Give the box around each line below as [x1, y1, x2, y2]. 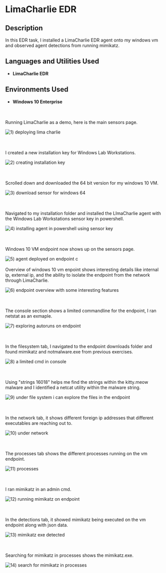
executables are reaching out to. [5, 420, 73, 426]
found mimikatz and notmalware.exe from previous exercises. [5, 348, 133, 355]
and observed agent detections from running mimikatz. [5, 42, 120, 49]
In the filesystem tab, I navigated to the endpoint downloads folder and [5, 343, 152, 349]
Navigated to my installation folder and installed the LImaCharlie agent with [5, 210, 161, 216]
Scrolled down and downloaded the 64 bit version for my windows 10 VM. [5, 180, 159, 186]
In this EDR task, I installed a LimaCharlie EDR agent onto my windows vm [5, 37, 158, 43]
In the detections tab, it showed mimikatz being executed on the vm [5, 516, 146, 522]
